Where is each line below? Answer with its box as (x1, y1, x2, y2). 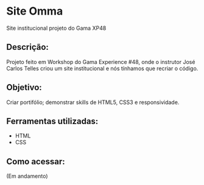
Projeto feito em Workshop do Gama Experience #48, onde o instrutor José (6, 58, 195, 65)
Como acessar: (6, 156, 65, 167)
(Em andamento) (6, 172, 48, 180)
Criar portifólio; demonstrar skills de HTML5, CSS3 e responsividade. (6, 99, 180, 106)
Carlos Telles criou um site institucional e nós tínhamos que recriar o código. (6, 65, 199, 72)
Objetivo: (6, 82, 43, 92)
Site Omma (6, 4, 63, 18)
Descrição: (6, 42, 49, 52)
